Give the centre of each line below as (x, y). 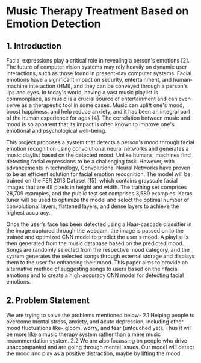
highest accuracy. (28, 212)
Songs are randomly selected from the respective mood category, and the (98, 250)
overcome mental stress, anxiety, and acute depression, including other (95, 321)
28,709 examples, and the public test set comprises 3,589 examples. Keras (99, 193)
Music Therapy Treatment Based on (97, 11)
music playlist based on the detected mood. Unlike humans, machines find (98, 155)
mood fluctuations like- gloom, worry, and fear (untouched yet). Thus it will (99, 328)
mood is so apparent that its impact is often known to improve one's (90, 124)
